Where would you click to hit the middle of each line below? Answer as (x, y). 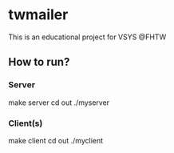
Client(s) (26, 123)
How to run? (39, 62)
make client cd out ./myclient (56, 140)
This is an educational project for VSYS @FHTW (87, 37)
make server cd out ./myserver (59, 103)
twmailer (38, 15)
